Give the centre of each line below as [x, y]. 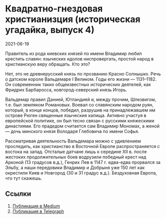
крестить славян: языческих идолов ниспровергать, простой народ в [80, 58]
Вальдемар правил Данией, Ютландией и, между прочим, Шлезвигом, [81, 99]
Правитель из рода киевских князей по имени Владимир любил [74, 53]
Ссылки [18, 194]
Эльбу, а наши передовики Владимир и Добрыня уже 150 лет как [75, 167]
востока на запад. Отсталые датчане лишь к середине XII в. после [76, 151]
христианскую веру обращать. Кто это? [48, 64]
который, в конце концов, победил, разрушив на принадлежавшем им [80, 110]
